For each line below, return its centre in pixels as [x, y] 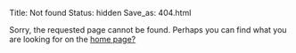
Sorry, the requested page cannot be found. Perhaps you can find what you [148, 30]
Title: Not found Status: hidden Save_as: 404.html [100, 13]
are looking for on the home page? [73, 39]
